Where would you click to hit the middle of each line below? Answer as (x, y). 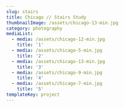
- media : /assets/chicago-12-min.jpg (58, 39)
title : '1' (30, 45)
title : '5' (30, 89)
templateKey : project (33, 95)
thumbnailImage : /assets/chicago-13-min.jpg (62, 23)
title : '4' (30, 78)
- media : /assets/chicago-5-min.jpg (57, 51)
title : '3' (30, 67)
